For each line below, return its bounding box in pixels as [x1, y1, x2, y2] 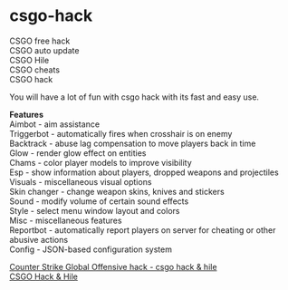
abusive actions [9, 234, 69, 245]
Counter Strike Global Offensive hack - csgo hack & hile [9, 261, 217, 272]
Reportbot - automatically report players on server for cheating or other [9, 224, 276, 236]
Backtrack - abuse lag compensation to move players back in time [9, 138, 256, 149]
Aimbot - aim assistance [9, 119, 101, 130]
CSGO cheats [9, 64, 61, 75]
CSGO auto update [9, 44, 80, 55]
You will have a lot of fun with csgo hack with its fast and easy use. [9, 92, 260, 102]
